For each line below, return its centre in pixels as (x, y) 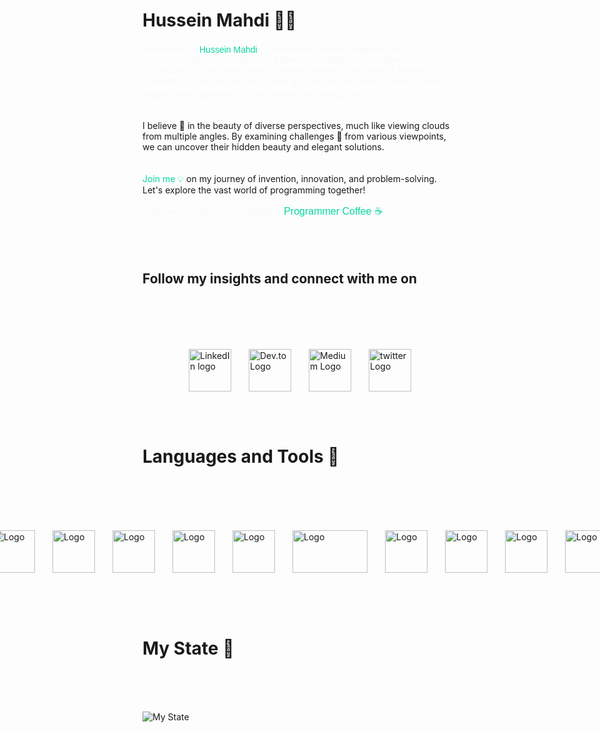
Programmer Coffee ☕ (333, 211)
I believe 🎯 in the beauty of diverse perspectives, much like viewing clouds (296, 125)
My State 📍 (188, 648)
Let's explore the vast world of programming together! (254, 190)
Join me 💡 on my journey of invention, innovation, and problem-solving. (289, 178)
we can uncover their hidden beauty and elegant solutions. (263, 146)
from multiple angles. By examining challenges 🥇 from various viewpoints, (294, 136)
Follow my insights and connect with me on (279, 279)
